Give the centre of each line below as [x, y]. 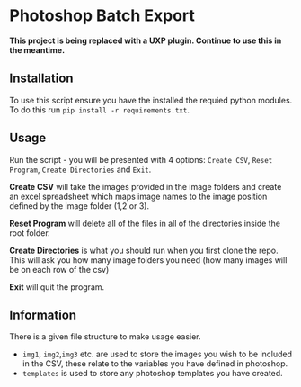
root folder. [30, 233]
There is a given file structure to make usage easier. [105, 337]
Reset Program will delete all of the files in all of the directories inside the [145, 223]
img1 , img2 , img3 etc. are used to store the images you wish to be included [157, 354]
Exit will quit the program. [57, 287]
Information [43, 315]
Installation [41, 79]
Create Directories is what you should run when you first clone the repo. [144, 250]
